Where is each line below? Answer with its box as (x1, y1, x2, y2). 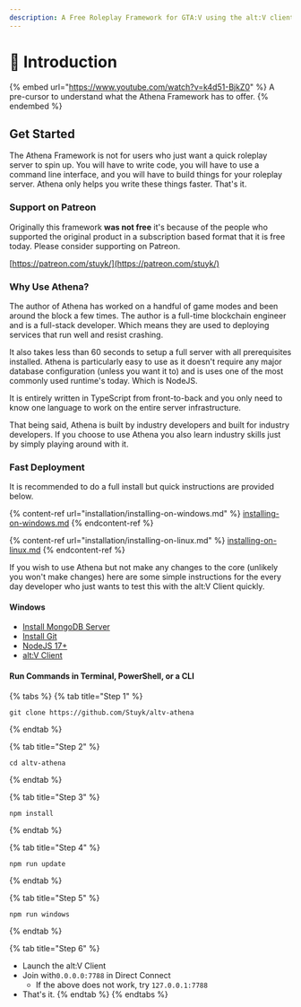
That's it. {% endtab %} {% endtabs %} (21, 988, 168, 1000)
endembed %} (9, 100, 63, 111)
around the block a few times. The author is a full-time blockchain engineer (9, 310, 287, 321)
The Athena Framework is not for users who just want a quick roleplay (9, 150, 268, 161)
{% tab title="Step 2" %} (9, 741, 100, 751)
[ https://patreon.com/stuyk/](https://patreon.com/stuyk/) (9, 257, 219, 269)
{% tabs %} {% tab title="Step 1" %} (9, 690, 143, 701)
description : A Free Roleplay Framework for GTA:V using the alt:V (9, 13, 267, 22)
